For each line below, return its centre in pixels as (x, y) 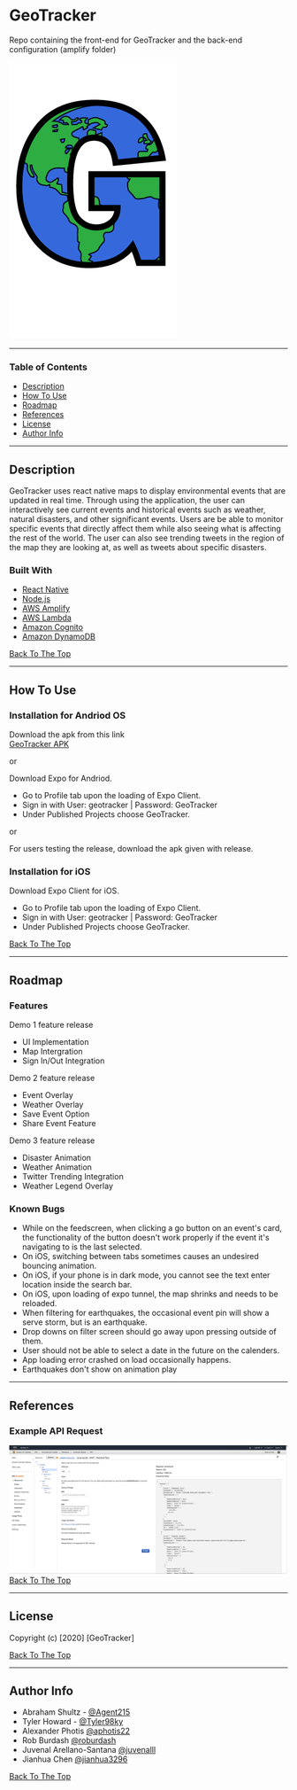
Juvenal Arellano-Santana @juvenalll (89, 1750)
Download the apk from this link (67, 735)
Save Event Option (56, 1114)
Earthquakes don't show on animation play (99, 1369)
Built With (31, 570)
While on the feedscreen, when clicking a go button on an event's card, (152, 1228)
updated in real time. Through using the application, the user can (127, 501)
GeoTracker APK (39, 744)
